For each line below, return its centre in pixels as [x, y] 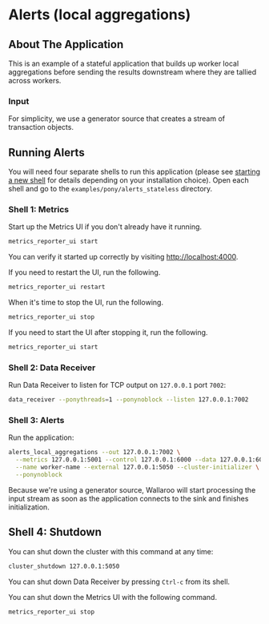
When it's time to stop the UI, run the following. [86, 303]
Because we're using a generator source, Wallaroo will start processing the [132, 489]
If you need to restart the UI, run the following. [84, 272]
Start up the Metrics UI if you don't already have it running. [105, 227]
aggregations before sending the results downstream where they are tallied [132, 72]
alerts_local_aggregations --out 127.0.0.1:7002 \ [94, 453]
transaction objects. [41, 127]
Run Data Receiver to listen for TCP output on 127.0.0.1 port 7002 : [117, 385]
